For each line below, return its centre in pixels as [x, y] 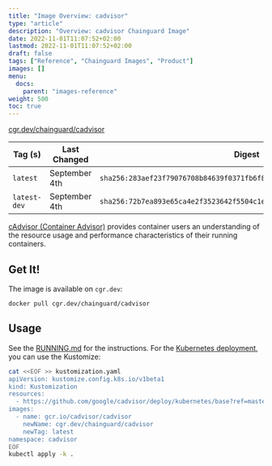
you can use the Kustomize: [55, 357]
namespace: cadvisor [43, 439]
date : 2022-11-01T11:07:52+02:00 [65, 38]
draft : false [30, 53]
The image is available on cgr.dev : [66, 289]
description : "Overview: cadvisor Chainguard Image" [99, 31]
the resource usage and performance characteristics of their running [123, 235]
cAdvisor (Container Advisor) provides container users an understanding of [134, 227]
